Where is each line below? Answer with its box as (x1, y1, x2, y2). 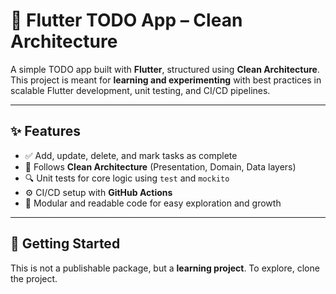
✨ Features (10, 123, 81, 140)
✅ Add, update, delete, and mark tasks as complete (24, 149, 238, 161)
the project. (10, 272, 58, 284)
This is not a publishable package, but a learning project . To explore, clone (10, 262, 320, 274)
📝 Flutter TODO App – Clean (10, 9, 243, 32)
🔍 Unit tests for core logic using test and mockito (24, 172, 230, 184)
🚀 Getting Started (10, 235, 121, 253)
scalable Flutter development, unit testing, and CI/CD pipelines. (10, 84, 271, 96)
